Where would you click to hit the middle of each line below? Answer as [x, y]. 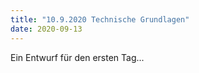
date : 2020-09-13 [46, 29]
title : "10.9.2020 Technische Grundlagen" [100, 19]
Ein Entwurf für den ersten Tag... [77, 57]
